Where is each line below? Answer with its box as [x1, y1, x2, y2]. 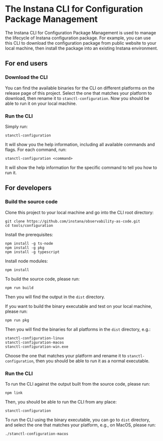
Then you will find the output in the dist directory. [5, 294, 106, 300]
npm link [5, 390, 23, 395]
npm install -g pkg [5, 245, 45, 250]
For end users [5, 59, 48, 68]
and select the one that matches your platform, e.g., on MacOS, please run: [5, 422, 156, 428]
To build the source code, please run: [5, 276, 80, 282]
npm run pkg [5, 318, 29, 322]
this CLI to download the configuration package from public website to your [5, 40, 157, 46]
